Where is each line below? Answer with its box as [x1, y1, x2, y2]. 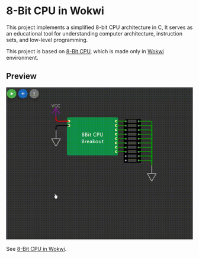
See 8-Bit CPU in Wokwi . [6, 246, 67, 253]
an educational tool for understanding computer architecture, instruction [6, 30, 182, 37]
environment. [6, 54, 38, 61]
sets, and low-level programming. [6, 36, 88, 43]
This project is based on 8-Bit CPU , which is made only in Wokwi [6, 47, 164, 54]
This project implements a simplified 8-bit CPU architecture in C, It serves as [6, 24, 193, 31]
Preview [6, 71, 37, 81]
